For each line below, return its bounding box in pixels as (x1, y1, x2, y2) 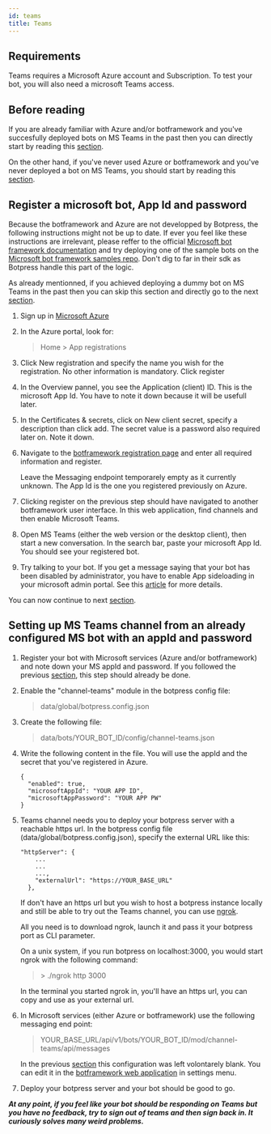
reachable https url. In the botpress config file (19, 823, 173, 834)
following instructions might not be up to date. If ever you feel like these (8, 227, 248, 237)
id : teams (8, 11, 42, 20)
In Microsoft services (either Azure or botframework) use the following (19, 1010, 256, 1020)
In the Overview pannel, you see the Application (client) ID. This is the (19, 382, 252, 392)
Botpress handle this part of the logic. (8, 262, 134, 272)
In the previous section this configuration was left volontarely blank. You (19, 1059, 261, 1068)
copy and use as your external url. (19, 995, 134, 1004)
